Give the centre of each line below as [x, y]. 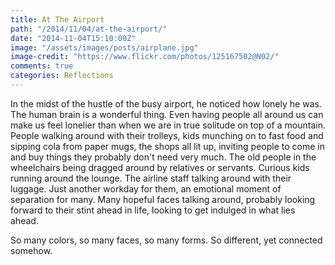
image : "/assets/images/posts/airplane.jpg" [104, 47]
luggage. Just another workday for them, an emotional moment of [146, 188]
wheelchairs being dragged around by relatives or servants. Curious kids [160, 167]
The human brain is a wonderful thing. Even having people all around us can [167, 114]
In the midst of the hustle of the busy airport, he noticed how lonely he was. [166, 103]
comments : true [42, 66]
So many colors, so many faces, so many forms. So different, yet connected [166, 240]
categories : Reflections [62, 76]
